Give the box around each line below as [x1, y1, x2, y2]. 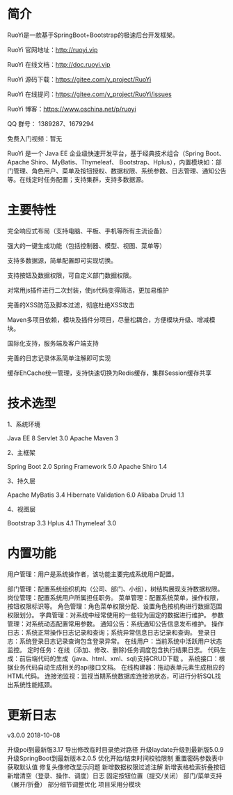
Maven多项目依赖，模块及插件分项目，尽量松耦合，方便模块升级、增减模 [7, 315, 216, 324]
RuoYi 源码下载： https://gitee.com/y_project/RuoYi [7, 75, 152, 84]
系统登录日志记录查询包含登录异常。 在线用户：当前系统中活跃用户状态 [19, 637, 223, 645]
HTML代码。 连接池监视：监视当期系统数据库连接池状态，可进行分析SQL [7, 672, 216, 680]
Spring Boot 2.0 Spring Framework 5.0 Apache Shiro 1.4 [7, 462, 168, 470]
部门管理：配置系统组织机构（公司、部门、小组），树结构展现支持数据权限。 [7, 585, 224, 593]
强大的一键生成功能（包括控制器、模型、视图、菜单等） [7, 241, 166, 249]
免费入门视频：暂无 [7, 134, 63, 143]
